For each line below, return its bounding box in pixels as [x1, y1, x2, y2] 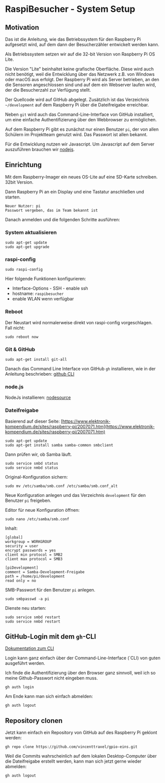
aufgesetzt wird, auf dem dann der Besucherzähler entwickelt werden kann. [5, 42, 160, 48]
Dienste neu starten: [5, 605, 46, 611]
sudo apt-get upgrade [5, 245, 50, 249]
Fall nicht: [5, 325, 25, 331]
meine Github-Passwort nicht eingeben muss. [5, 675, 98, 681]
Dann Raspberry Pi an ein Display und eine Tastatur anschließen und [5, 189, 144, 195]
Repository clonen [5, 716, 63, 725]
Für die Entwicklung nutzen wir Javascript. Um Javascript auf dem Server [5, 141, 155, 147]
